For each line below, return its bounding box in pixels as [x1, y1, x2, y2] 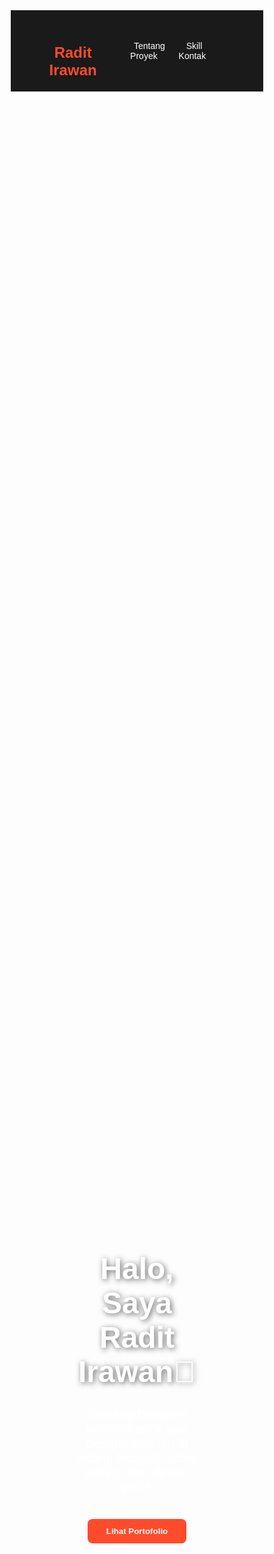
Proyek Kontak [130, 50, 207, 61]
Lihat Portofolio [105, 1525, 169, 1536]
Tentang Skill [133, 40, 203, 51]
